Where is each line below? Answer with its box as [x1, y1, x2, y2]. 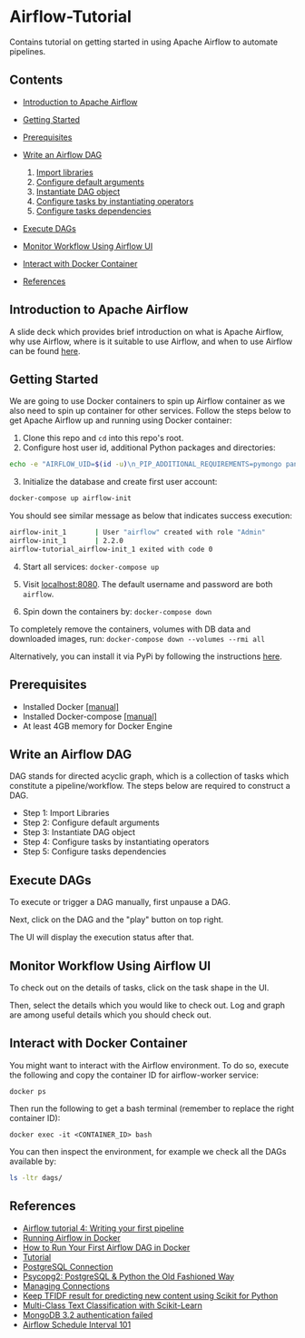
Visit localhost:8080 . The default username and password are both [22, 578, 273, 589]
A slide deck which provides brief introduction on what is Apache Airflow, [9, 326, 284, 337]
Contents [9, 73, 64, 88]
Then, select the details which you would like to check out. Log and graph [9, 1000, 286, 1010]
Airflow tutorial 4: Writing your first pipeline [22, 1223, 184, 1234]
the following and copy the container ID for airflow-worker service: [9, 1069, 259, 1080]
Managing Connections [22, 1280, 111, 1291]
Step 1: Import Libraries [22, 808, 110, 819]
